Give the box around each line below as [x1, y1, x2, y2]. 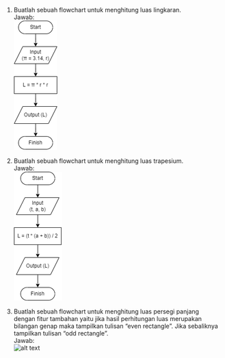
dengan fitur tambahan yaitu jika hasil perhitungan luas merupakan [13, 315, 202, 322]
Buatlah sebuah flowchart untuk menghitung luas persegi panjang [13, 307, 200, 316]
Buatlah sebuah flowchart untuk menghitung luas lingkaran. [13, 6, 181, 14]
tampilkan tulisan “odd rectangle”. [13, 329, 109, 337]
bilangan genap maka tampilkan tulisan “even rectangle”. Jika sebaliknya [13, 322, 219, 330]
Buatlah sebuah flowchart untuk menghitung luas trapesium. [13, 157, 183, 165]
